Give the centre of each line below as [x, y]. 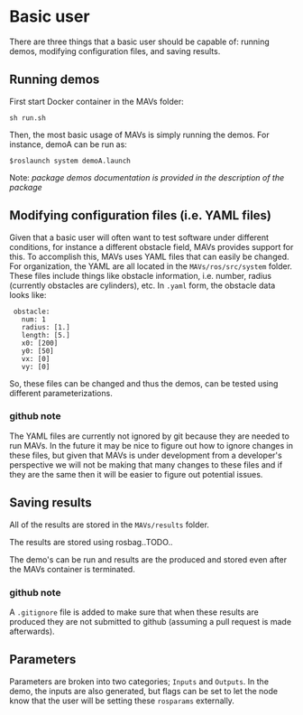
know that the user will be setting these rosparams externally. [122, 701]
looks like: [28, 294]
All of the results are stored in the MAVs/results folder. [110, 525]
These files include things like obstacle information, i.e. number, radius [141, 275]
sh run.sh [28, 118]
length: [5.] [46, 335]
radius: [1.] [46, 327]
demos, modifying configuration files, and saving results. [115, 51]
